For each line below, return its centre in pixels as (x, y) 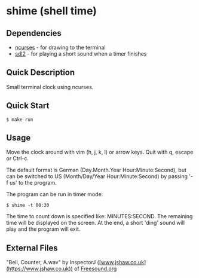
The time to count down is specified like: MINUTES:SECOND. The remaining (99, 216)
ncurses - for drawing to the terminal (60, 47)
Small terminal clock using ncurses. (50, 87)
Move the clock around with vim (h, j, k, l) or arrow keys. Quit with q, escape (100, 152)
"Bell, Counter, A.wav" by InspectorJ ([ (54, 262)
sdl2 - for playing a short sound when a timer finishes (81, 54)
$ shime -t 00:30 (28, 205)
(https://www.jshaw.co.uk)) (39, 269)
